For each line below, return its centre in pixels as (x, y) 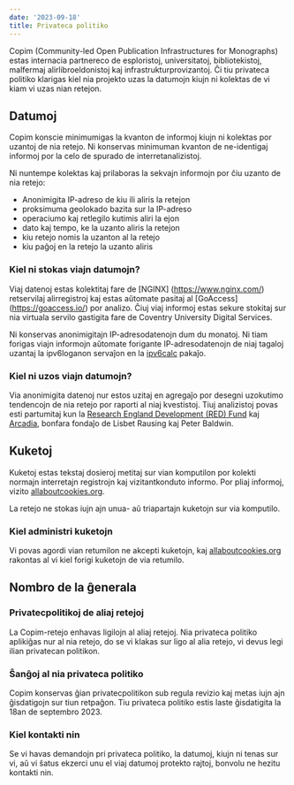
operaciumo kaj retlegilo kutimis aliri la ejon (100, 218)
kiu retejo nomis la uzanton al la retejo (91, 237)
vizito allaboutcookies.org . (57, 491)
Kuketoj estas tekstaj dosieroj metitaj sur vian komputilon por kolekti (132, 472)
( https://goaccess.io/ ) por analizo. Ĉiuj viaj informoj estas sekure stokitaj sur (148, 308)
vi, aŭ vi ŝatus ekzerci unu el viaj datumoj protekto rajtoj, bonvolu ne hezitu (145, 763)
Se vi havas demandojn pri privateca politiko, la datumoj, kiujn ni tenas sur (144, 754)
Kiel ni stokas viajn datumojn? (75, 270)
